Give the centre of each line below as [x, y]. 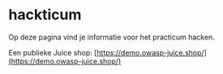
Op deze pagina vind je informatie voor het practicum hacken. [111, 37]
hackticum [45, 15]
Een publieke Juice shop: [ [53, 52]
